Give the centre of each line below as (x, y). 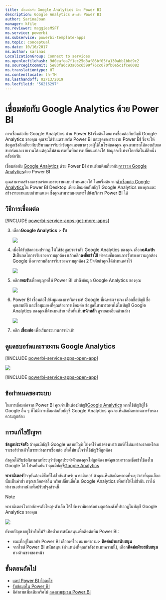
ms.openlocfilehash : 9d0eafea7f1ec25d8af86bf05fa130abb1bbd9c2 (72, 61)
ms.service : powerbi (27, 33)
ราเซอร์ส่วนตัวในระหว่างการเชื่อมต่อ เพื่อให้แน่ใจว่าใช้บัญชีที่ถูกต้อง (59, 450)
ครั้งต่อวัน (13, 156)
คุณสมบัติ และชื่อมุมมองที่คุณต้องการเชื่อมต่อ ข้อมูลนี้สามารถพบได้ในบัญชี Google (79, 305)
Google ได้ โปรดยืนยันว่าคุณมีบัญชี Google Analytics (52, 465)
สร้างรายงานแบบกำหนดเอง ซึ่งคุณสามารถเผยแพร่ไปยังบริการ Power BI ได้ (67, 193)
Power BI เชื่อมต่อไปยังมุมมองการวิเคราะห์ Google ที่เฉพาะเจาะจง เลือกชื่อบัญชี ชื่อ (81, 300)
